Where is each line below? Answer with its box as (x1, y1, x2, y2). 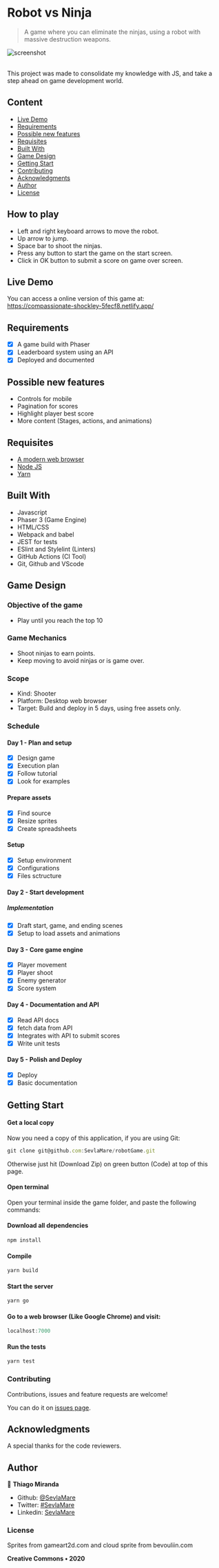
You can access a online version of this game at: (7, 295, 145, 303)
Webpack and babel (17, 530, 74, 539)
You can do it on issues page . (7, 1403, 91, 1412)
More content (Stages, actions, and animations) (17, 417, 153, 425)
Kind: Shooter (17, 689, 56, 698)
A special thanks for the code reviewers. (7, 1441, 122, 1450)
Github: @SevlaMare (17, 1493, 76, 1502)
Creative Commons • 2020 (7, 1554, 85, 1563)
